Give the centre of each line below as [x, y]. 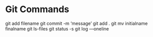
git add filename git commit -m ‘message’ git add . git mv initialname [76, 23]
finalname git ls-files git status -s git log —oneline [57, 28]
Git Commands [37, 9]
